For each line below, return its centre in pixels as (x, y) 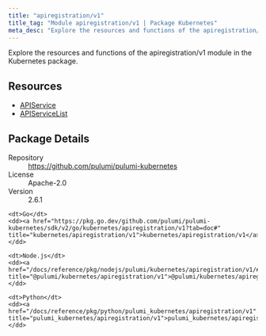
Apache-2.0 (47, 183)
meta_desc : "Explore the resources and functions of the (104, 30)
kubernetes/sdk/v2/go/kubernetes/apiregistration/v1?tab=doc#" (115, 228)
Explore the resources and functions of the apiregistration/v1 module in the (130, 53)
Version (21, 191)
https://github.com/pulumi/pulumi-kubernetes (103, 166)
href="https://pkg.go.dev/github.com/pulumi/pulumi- (122, 221)
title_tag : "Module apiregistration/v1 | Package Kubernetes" (113, 23)
